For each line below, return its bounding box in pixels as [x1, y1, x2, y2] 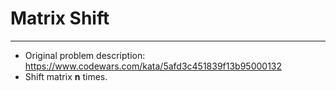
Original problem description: [24, 49, 146, 61]
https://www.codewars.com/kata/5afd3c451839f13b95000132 [24, 60, 283, 72]
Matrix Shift [10, 7, 110, 30]
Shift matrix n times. [24, 70, 108, 82]
